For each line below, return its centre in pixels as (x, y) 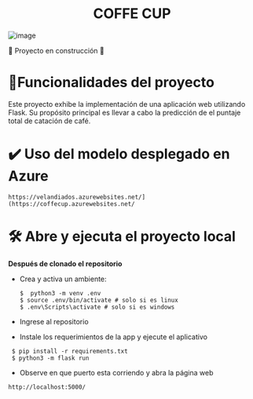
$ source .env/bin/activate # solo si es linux (99, 300)
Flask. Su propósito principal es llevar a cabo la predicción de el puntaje (125, 112)
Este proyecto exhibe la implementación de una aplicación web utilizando (127, 104)
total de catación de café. (49, 121)
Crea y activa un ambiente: (63, 279)
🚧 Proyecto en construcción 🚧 (56, 50)
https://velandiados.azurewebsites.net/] (77, 197)
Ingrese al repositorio (54, 321)
